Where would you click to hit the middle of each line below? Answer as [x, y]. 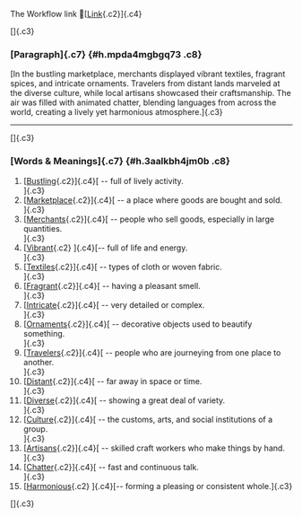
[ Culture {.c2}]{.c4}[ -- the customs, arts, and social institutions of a [148, 419]
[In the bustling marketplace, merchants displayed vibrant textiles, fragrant [148, 74]
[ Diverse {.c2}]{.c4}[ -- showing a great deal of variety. [124, 400]
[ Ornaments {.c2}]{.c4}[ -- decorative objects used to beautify [138, 324]
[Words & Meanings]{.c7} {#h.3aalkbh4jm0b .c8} [121, 162]
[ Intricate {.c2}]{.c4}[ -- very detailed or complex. [114, 304]
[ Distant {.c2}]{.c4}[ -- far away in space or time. [112, 381]
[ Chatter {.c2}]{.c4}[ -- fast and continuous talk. [111, 467]
